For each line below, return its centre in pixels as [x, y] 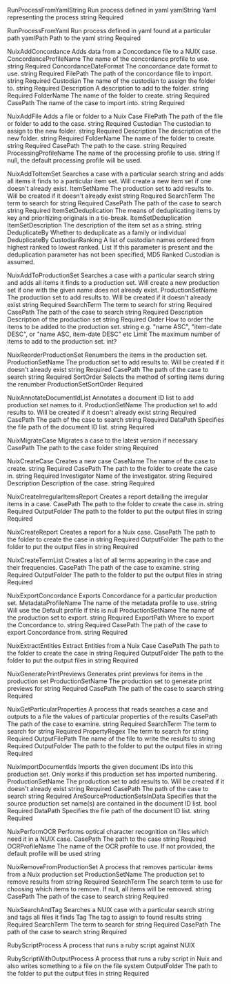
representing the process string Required [66, 17]
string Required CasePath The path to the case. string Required [97, 146]
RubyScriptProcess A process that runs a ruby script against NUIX [101, 945]
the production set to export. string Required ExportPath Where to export [111, 618]
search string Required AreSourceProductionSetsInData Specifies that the [112, 796]
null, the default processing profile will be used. [75, 160]
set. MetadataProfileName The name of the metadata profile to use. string [112, 603]
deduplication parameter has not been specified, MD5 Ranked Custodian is [114, 254]
